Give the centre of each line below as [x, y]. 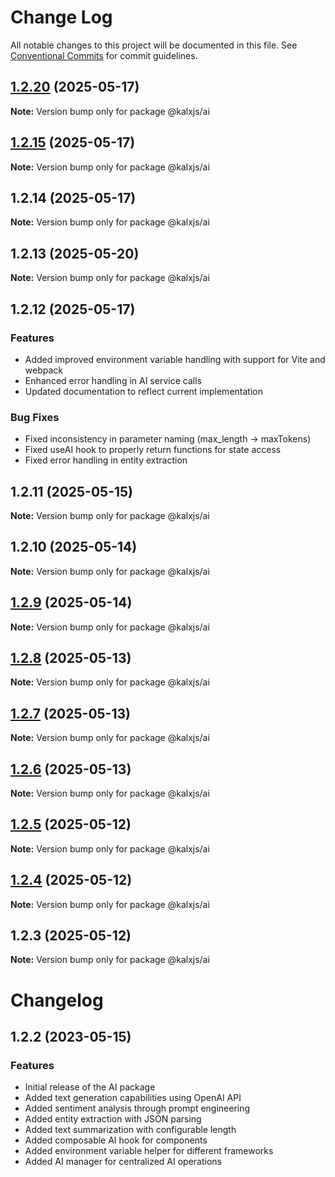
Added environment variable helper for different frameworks [149, 1151]
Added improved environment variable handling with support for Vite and [175, 359]
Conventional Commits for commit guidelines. [104, 55]
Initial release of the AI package [90, 1087]
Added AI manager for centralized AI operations [123, 1162]
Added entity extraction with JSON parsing [113, 1119]
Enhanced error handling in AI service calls [113, 380]
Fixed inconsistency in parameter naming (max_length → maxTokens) [168, 439]
